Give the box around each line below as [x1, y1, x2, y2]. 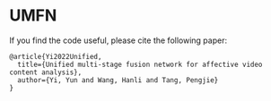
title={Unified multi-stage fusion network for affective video [17, 60, 263, 69]
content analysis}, [9, 68, 83, 77]
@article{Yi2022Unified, [9, 52, 102, 61]
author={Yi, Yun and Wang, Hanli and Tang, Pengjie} [17, 75, 219, 85]
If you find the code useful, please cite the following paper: [9, 35, 227, 46]
